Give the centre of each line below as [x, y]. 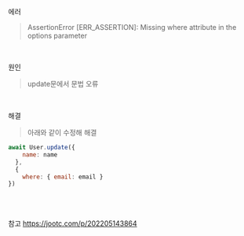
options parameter [57, 35]
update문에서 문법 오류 [63, 84]
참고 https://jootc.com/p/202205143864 [73, 223]
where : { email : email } [63, 177]
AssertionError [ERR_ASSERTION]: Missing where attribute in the [132, 27]
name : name [40, 155]
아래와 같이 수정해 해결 [62, 133]
